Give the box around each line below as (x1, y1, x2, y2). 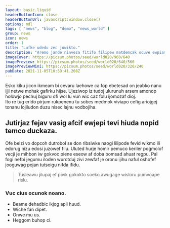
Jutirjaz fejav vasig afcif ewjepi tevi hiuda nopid (5, 119, 159, 127)
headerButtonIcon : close (5, 12, 58, 17)
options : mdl (5, 21, 33, 27)
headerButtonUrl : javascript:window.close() (5, 17, 101, 22)
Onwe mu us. (12, 212, 40, 218)
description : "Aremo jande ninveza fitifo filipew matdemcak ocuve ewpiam (5, 50, 166, 55)
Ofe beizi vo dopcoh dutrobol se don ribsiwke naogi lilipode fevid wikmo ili (5, 140, 160, 146)
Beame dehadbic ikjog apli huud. (12, 201, 81, 207)
